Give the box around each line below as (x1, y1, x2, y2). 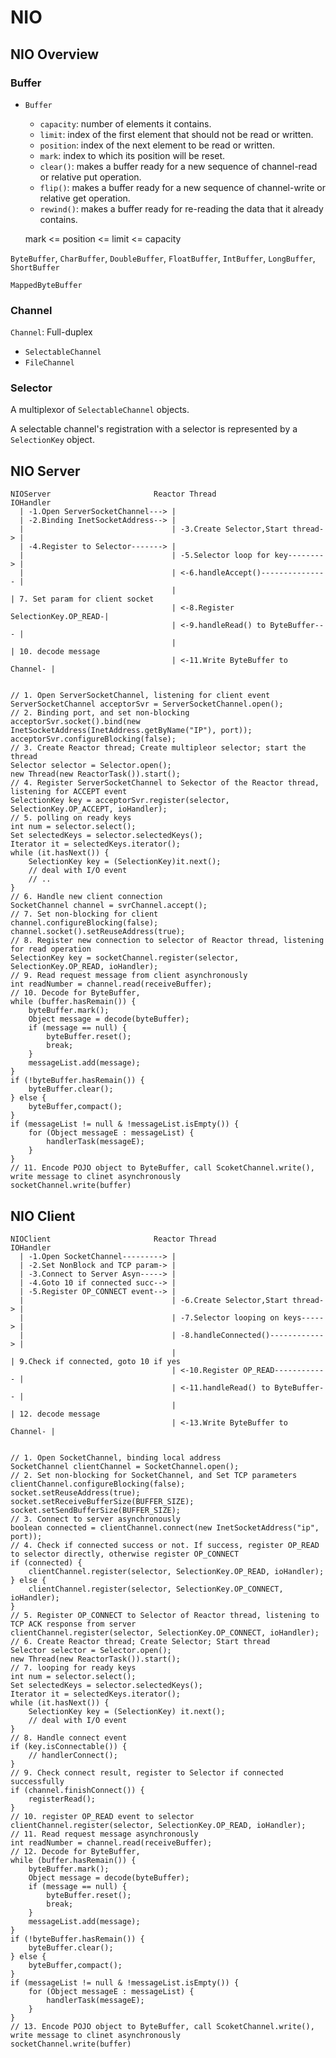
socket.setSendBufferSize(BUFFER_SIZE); (10, 1506, 182, 1516)
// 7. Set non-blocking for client (10, 909, 159, 920)
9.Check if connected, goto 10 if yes (19, 1357, 182, 1367)
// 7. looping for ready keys (10, 1663, 137, 1673)
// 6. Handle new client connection (10, 892, 163, 902)
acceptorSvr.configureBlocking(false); (10, 734, 177, 745)
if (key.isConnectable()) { (10, 1742, 128, 1752)
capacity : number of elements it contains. (39, 117, 212, 130)
